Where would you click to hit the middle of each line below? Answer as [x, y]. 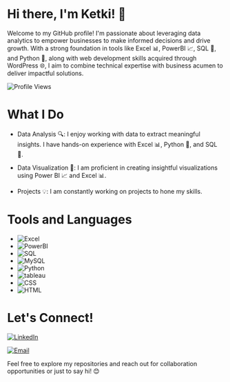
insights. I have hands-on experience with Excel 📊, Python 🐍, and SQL [117, 144]
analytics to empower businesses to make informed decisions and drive [109, 40]
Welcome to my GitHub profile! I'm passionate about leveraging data [104, 33]
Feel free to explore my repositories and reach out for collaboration [102, 363]
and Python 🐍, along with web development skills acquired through [102, 58]
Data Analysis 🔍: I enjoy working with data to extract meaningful [109, 134]
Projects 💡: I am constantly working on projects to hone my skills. [109, 191]
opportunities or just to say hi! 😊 [53, 371]
